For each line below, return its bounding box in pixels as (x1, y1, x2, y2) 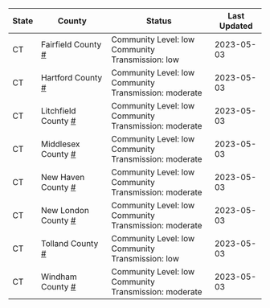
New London (40, 205, 90, 216)
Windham (40, 271, 78, 282)
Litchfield (40, 105, 76, 116)
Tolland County (40, 238, 99, 248)
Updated (219, 20, 253, 31)
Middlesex (40, 138, 80, 150)
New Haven (40, 172, 85, 183)
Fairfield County (40, 39, 102, 50)
